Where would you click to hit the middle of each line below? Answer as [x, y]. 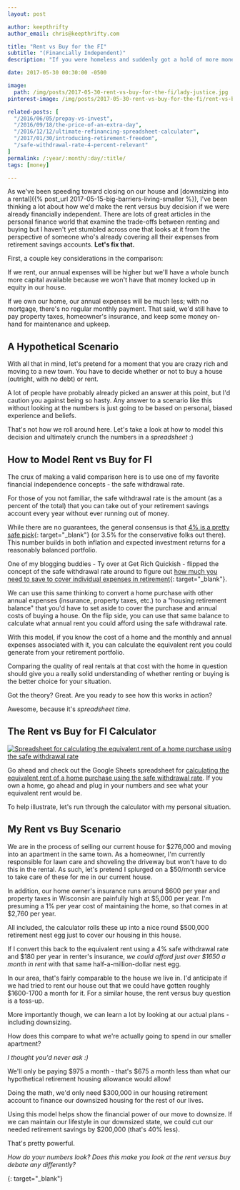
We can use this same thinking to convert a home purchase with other [110, 593]
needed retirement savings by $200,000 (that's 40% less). [94, 1129]
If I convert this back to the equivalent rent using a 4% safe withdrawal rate [118, 948]
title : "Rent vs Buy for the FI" [57, 46]
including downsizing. [40, 1022]
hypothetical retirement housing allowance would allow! [89, 1079]
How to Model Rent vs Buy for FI [80, 459]
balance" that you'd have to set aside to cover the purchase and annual [112, 608]
